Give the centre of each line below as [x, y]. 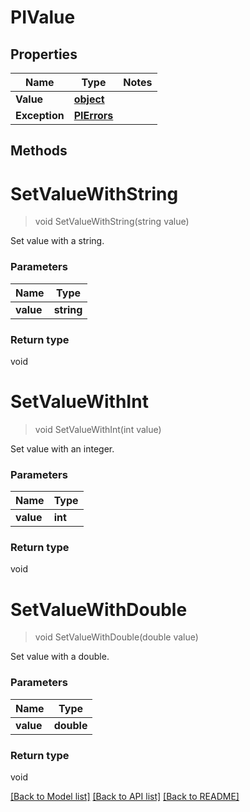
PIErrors [93, 115]
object [89, 99]
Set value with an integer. [62, 448]
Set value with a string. [57, 241]
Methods [39, 151]
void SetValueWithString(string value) [112, 222]
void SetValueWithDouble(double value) [116, 637]
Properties [44, 54]
